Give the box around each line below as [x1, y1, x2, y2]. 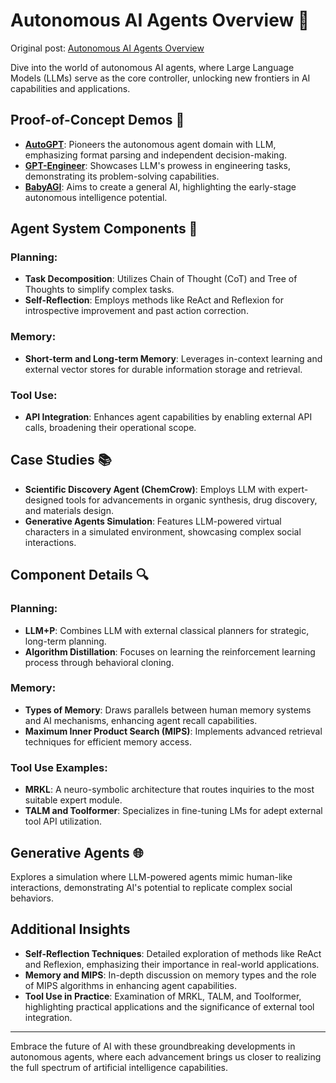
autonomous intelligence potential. [24, 191, 168, 203]
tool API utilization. [24, 815, 102, 828]
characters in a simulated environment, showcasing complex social [24, 525, 302, 538]
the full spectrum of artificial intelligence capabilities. [10, 1061, 228, 1073]
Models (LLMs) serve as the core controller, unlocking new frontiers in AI [10, 72, 311, 84]
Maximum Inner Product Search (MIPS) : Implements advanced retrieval [24, 725, 323, 737]
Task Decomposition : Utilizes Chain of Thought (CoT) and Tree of [24, 273, 298, 285]
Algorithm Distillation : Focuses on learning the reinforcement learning [24, 645, 316, 658]
